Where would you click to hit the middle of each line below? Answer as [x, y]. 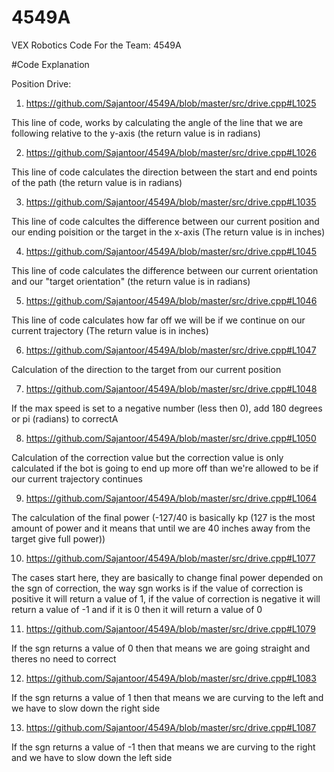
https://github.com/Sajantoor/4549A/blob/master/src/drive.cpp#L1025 [171, 103]
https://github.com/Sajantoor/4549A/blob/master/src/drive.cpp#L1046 [171, 300]
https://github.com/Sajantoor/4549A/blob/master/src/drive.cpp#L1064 [171, 498]
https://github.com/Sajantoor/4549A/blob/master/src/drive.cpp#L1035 [171, 202]
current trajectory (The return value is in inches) [110, 330]
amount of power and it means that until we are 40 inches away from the [161, 528]
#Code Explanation [50, 64]
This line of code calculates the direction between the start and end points [164, 172]
